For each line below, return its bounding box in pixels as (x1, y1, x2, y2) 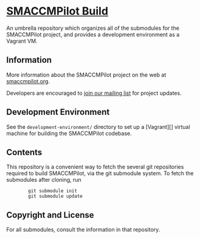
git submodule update (28, 193, 83, 199)
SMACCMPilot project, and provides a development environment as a (6, 30, 180, 38)
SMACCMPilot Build (6, 4, 108, 18)
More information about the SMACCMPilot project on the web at (6, 71, 167, 78)
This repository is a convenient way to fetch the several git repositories (6, 163, 184, 171)
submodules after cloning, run (6, 176, 82, 184)
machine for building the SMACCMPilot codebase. (6, 130, 132, 137)
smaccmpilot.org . (6, 77, 50, 85)
